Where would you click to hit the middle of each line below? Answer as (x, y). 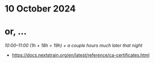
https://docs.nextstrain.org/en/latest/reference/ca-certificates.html (81, 55)
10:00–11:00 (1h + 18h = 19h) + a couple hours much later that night (74, 45)
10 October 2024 (40, 9)
